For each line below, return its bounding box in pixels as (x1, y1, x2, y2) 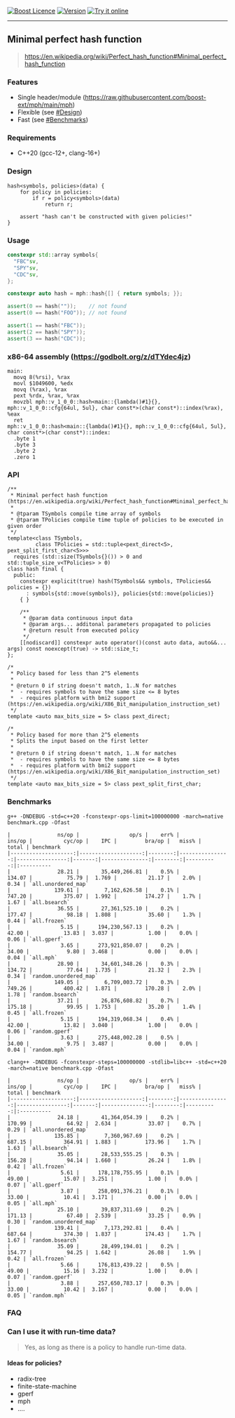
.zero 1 (13, 453, 36, 460)
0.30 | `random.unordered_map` (7, 1218, 99, 1225)
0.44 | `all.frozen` (7, 917, 68, 925)
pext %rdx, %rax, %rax (13, 392, 80, 399)
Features (7, 77, 38, 87)
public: (13, 572, 36, 579)
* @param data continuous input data (22, 615, 133, 622)
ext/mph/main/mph (17, 100, 73, 109)
